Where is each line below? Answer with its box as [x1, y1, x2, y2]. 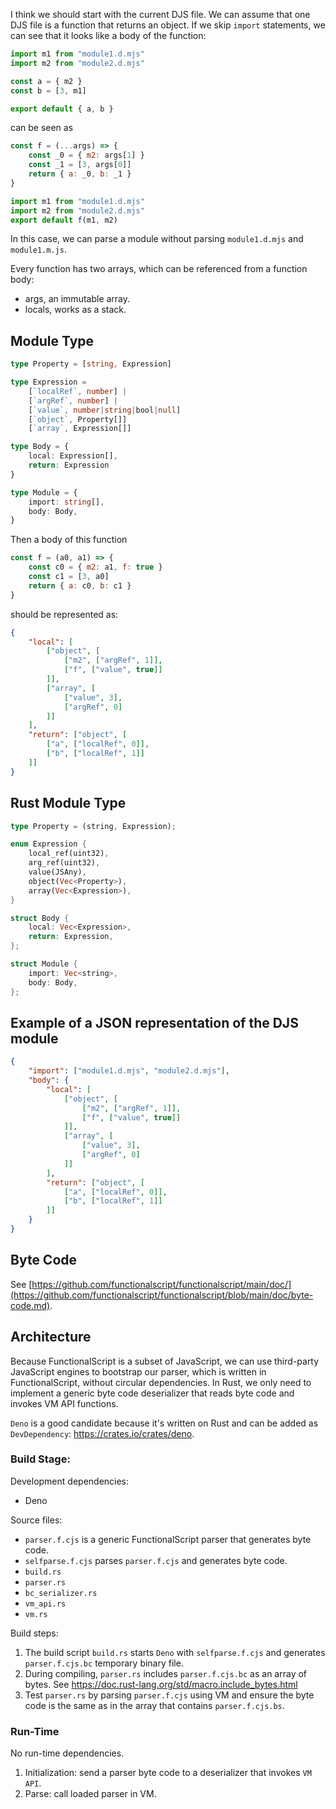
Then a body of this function [10, 534, 128, 546]
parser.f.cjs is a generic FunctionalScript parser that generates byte [24, 1533, 312, 1545]
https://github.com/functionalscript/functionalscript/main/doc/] [31, 1278, 292, 1290]
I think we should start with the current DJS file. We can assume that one [10, 9, 311, 20]
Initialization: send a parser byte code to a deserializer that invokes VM [24, 1767, 312, 1779]
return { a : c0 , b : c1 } [28, 580, 132, 591]
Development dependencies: [10, 1475, 130, 1487]
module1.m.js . [10, 244, 67, 256]
